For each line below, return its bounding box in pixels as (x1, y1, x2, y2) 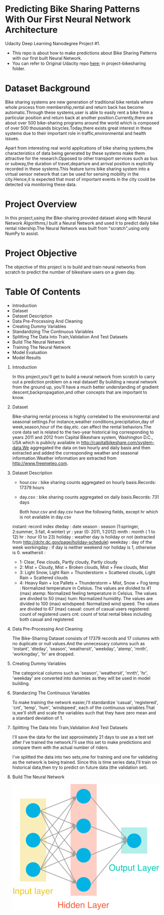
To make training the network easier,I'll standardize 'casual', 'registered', (12, 699, 158, 705)
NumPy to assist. (5, 230, 39, 236)
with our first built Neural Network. (12, 55, 82, 61)
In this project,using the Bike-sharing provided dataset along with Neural (5, 215, 152, 221)
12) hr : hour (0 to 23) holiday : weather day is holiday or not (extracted (12, 534, 155, 540)
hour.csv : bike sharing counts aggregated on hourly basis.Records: (19, 479, 156, 485)
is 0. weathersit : (12, 549, 46, 555)
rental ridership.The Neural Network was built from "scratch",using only (5, 225, 150, 231)
